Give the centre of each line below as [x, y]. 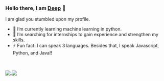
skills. [19, 40]
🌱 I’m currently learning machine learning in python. [67, 29]
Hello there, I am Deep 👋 [36, 8]
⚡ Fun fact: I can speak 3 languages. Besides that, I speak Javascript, [86, 46]
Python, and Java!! [32, 53]
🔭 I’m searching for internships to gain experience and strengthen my [85, 35]
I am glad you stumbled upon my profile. [48, 19]
